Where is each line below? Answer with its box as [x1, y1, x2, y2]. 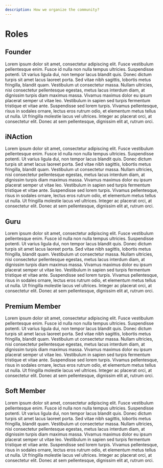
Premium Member [5, 302, 61, 310]
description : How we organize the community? [5, 7, 99, 12]
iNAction [5, 133, 33, 141]
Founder [5, 48, 32, 57]
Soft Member [5, 387, 46, 395]
